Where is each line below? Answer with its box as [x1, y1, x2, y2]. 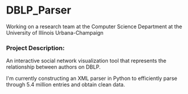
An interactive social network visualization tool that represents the [6, 57, 167, 65]
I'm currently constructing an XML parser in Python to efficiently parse [6, 75, 178, 82]
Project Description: [6, 43, 65, 52]
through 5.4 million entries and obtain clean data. [6, 81, 126, 88]
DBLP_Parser [6, 4, 72, 17]
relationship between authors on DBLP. [6, 63, 101, 70]
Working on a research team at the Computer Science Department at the [6, 23, 183, 30]
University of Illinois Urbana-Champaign [6, 29, 104, 36]
